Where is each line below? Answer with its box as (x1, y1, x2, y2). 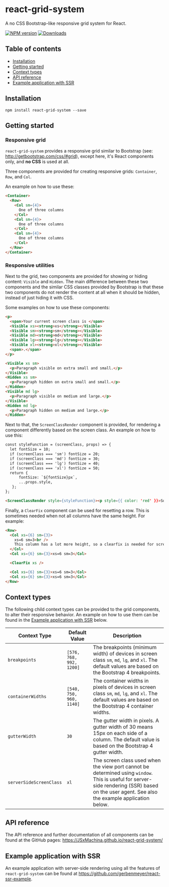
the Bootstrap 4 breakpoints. (93, 669, 161, 676)
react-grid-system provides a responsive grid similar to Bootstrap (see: (5, 148, 153, 154)
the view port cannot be (93, 763, 149, 770)
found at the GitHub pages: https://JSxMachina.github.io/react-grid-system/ (5, 837, 163, 843)
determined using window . (93, 769, 153, 776)
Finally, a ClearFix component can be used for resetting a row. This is (5, 507, 149, 513)
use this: (5, 432, 23, 438)
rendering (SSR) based (104, 782, 158, 789)
